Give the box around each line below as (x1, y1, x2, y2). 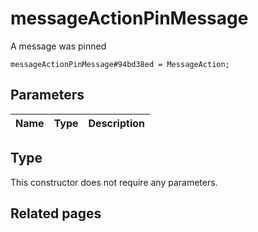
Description (88, 116, 145, 130)
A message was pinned (10, 40, 107, 52)
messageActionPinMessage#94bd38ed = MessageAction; (10, 59, 230, 69)
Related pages (10, 205, 102, 222)
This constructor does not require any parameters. (10, 176, 218, 188)
